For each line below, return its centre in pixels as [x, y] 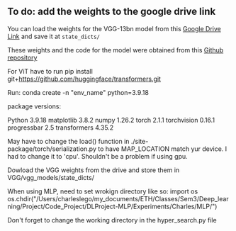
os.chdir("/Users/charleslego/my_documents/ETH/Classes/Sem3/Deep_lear [118, 198]
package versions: [34, 106]
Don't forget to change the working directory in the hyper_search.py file [112, 220]
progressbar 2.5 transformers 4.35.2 [61, 128]
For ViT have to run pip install [50, 71]
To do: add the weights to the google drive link [112, 12]
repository [22, 57]
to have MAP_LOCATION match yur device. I [163, 149]
